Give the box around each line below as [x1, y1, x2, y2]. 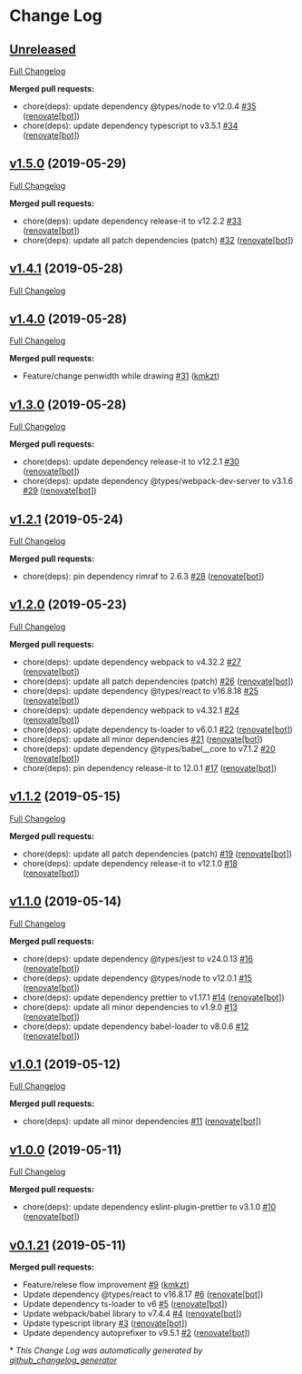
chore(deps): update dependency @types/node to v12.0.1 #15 [22, 973, 252, 984]
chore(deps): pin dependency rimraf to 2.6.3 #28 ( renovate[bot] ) [22, 571, 265, 582]
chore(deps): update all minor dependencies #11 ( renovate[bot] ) [22, 1116, 261, 1127]
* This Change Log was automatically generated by [9, 1345, 203, 1356]
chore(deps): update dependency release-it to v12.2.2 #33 [22, 215, 242, 226]
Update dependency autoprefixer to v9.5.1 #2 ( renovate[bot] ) [22, 1327, 251, 1338]
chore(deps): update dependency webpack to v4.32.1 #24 [22, 705, 240, 716]
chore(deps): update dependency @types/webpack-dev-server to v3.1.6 [22, 476, 293, 487]
